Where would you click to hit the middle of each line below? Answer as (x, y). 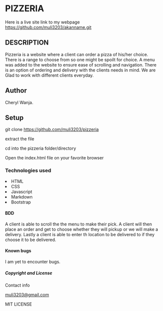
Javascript (22, 192)
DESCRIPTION (27, 43)
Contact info (18, 285)
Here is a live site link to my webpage (42, 22)
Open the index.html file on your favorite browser (54, 158)
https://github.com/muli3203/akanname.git (48, 27)
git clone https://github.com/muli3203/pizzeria (52, 130)
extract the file (20, 139)
